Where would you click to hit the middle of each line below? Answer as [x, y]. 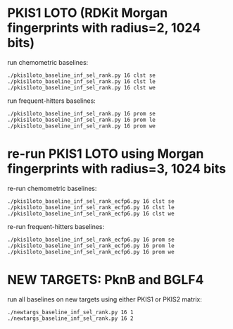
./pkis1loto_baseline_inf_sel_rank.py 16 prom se [82, 113]
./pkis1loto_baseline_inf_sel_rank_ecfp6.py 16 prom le [91, 246]
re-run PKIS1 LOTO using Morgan [106, 154]
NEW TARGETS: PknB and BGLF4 [106, 280]
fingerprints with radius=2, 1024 [104, 28]
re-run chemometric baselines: [52, 188]
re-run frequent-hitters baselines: [56, 226]
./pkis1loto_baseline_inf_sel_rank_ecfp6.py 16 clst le [91, 207]
